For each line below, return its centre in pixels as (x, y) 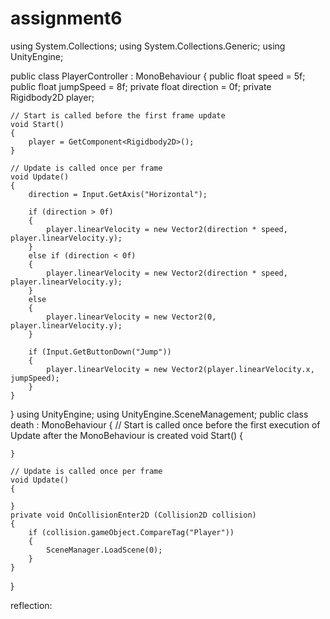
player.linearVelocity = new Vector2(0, (131, 317)
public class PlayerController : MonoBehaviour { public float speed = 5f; (158, 76)
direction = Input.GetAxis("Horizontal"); (118, 194)
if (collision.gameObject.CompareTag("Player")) (131, 532)
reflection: (31, 605)
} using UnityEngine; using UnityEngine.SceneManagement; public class (159, 414)
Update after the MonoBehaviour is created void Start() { (127, 435)
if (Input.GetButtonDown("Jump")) (100, 352)
